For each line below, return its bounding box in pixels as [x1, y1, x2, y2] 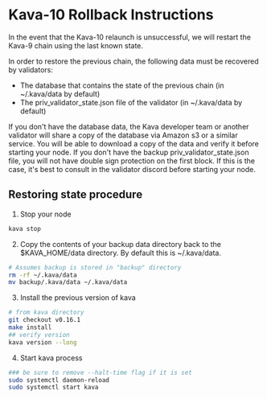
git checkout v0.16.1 [8, 316, 81, 324]
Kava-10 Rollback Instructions [8, 6, 214, 24]
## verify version [8, 331, 70, 339]
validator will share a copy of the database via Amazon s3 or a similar [8, 130, 239, 140]
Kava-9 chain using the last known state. [8, 40, 143, 50]
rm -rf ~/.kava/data [8, 271, 78, 279]
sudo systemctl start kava [8, 384, 99, 392]
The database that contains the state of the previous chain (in [19, 80, 224, 90]
